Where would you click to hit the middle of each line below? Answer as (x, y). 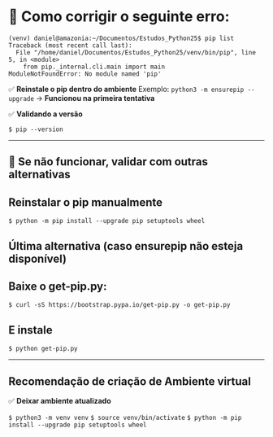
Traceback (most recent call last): (70, 45)
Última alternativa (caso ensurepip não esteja (126, 246)
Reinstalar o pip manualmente (86, 202)
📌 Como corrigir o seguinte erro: (119, 17)
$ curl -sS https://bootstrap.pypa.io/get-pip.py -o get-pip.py (119, 305)
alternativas (39, 175)
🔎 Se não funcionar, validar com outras (108, 162)
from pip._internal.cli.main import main (94, 67)
